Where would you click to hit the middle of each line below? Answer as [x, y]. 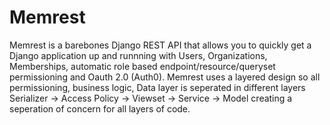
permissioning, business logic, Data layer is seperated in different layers [157, 87]
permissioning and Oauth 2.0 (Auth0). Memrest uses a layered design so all [165, 77]
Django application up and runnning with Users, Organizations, [138, 55]
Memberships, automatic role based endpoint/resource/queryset [142, 66]
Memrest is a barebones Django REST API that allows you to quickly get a [160, 45]
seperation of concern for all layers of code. [100, 108]
